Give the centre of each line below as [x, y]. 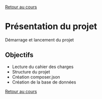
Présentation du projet [51, 27]
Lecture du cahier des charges [43, 67]
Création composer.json [36, 77]
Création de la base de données [44, 82]
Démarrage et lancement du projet [40, 40]
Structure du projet [31, 71]
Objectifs [19, 55]
